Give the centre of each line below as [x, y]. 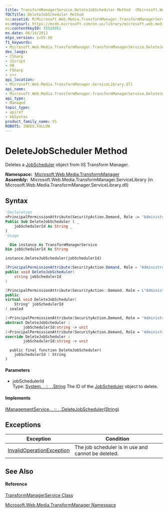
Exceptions [23, 425]
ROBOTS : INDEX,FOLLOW [28, 126]
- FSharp [14, 71]
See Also [19, 471]
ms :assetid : [17, 19]
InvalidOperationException [39, 450]
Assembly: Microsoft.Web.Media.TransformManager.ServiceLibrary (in [79, 180]
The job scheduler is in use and [111, 447]
